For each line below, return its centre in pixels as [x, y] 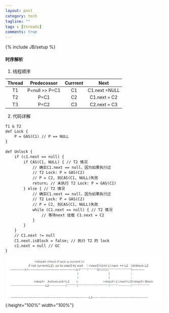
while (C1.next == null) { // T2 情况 [72, 210]
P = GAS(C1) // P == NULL [42, 137]
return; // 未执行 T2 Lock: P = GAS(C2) [74, 184]
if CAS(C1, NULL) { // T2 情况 [56, 162]
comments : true [21, 32]
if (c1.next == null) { [39, 157]
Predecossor [44, 83]
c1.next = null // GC [37, 246]
